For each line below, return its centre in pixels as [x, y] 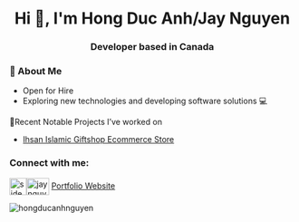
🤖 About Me [36, 72]
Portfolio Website [83, 186]
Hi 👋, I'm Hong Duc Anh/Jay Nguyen [152, 19]
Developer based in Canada [152, 47]
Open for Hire [48, 91]
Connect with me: [49, 163]
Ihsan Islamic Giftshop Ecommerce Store [98, 140]
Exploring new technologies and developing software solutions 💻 [145, 101]
